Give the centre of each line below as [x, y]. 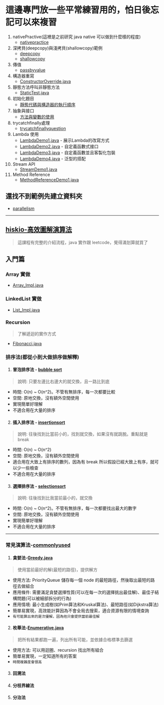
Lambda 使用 [26, 134]
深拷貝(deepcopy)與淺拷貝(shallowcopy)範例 [57, 48]
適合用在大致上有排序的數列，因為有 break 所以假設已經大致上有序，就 [83, 462]
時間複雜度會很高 [27, 662]
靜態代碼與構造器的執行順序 [48, 104]
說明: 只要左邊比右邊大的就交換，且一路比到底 [64, 381]
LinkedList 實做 [24, 299]
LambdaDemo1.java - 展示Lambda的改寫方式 [64, 140]
